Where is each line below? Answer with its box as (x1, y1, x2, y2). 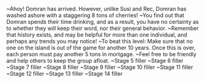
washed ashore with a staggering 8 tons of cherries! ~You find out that (6, 12, 185, 19)
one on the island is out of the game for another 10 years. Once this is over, (6, 44, 196, 51)
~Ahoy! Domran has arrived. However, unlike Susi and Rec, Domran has (6, 5, 187, 12)
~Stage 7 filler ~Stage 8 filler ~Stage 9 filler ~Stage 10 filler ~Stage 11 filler (6, 63, 193, 71)
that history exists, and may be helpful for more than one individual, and (6, 31, 188, 38)
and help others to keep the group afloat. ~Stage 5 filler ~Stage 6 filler (6, 57, 184, 64)
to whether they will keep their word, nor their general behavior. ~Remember (6, 24, 199, 32)
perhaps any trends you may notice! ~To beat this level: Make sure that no (6, 38, 193, 45)
